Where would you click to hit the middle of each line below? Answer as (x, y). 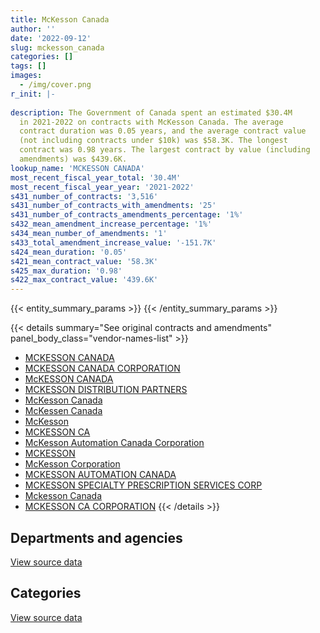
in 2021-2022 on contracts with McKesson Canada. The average (151, 122)
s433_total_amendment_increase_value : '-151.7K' (113, 242)
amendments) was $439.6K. (73, 159)
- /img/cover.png (55, 85)
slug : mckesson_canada (57, 47)
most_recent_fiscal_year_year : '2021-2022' (102, 187)
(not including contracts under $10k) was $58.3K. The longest (153, 141)
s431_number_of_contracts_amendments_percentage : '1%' (127, 215)
